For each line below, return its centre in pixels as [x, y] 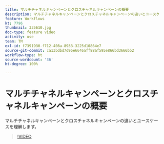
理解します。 [26, 127]
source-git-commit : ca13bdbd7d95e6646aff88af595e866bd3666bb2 [70, 50]
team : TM [14, 41]
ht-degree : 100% [21, 64]
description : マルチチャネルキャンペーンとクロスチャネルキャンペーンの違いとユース [81, 14]
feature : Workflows [25, 19]
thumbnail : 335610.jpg [28, 28]
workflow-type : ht [24, 55]
